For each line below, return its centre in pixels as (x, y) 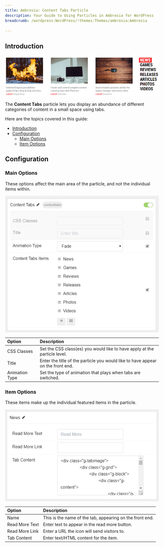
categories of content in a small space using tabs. (55, 109)
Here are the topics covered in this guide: (47, 119)
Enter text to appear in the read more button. (88, 524)
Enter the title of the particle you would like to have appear (98, 361)
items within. (18, 189)
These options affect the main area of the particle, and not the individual (78, 183)
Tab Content (20, 538)
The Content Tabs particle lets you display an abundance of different (75, 104)
